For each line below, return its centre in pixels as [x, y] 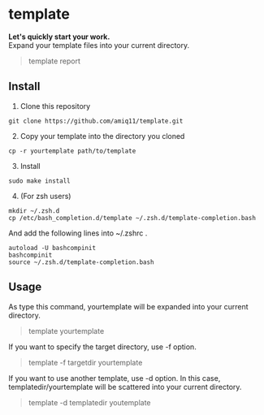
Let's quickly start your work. [59, 37]
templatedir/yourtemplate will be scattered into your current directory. [125, 387]
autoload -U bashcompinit [52, 248]
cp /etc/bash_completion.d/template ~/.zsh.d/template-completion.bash [132, 218]
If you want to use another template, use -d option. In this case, [115, 378]
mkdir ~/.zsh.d [34, 211]
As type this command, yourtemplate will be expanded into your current [129, 306]
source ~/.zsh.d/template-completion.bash [81, 262]
